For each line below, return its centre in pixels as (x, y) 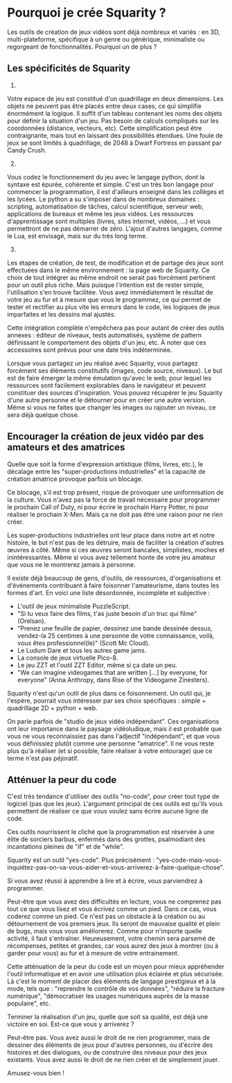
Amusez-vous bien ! (36, 1073)
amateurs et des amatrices (66, 447)
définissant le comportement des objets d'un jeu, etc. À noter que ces (107, 342)
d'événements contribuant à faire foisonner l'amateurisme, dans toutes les (113, 585)
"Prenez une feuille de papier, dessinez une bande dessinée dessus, (115, 628)
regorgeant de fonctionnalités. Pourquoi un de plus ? (82, 46)
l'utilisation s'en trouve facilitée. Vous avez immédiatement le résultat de (110, 292)
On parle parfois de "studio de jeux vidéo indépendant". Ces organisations (113, 721)
